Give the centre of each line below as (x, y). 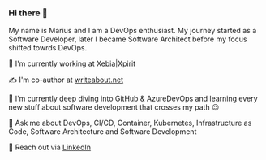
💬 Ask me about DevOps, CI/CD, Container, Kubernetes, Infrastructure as (130, 123)
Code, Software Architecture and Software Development (103, 132)
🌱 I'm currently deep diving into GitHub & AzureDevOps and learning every (133, 99)
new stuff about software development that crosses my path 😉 (114, 107)
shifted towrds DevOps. (48, 48)
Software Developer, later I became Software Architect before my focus (128, 39)
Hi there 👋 (28, 13)
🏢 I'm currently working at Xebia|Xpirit (72, 63)
